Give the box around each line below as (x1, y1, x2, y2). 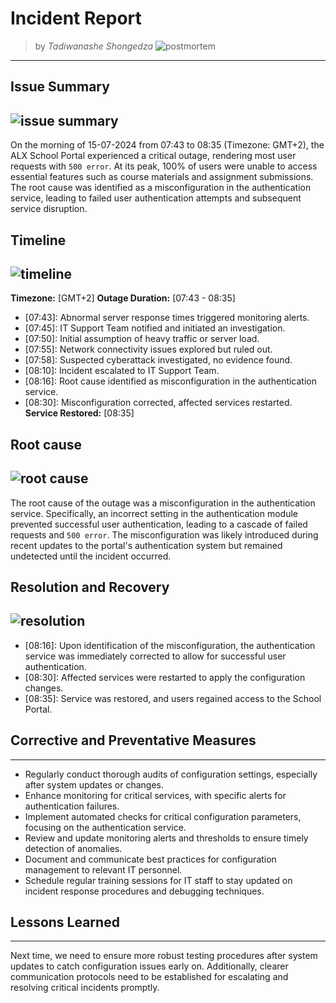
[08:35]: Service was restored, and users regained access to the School (24, 692, 322, 704)
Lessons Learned (10, 913, 120, 931)
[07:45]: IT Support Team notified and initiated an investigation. (24, 322, 286, 334)
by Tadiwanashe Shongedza (34, 40, 154, 52)
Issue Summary (10, 78, 110, 96)
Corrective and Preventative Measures (10, 732, 257, 749)
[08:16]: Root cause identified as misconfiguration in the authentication (24, 375, 318, 387)
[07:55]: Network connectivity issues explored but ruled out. (24, 343, 273, 356)
